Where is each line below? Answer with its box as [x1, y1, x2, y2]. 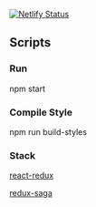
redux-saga [9, 188, 53, 199]
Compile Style [9, 106, 72, 119]
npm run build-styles [9, 126, 88, 137]
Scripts [9, 35, 52, 50]
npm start [9, 83, 46, 94]
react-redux [9, 170, 54, 181]
